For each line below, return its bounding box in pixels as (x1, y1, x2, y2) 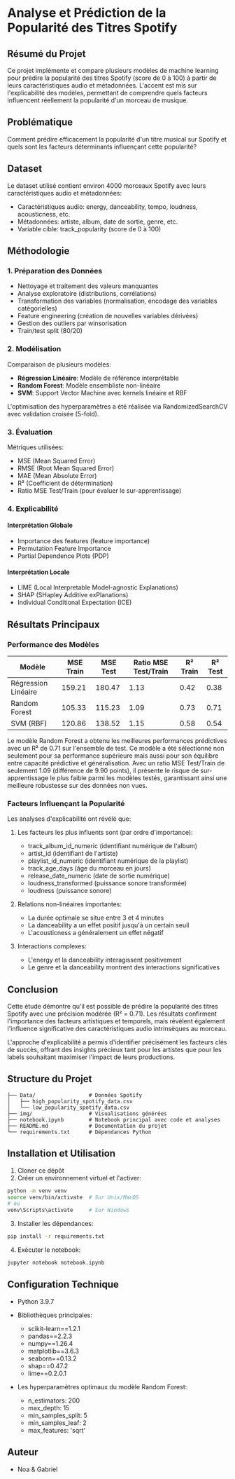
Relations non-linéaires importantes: (17, 900, 122, 908)
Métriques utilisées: (7, 443, 64, 451)
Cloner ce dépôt (17, 1166, 64, 1175)
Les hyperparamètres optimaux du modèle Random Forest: (17, 1382, 187, 1391)
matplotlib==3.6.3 (27, 1347, 79, 1355)
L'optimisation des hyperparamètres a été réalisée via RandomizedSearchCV (7, 402, 229, 411)
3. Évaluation (7, 427, 52, 437)
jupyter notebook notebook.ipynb (7, 1260, 105, 1267)
